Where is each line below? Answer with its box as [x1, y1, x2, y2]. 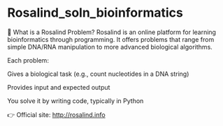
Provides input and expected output [7, 83, 110, 91]
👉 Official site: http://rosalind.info [7, 110, 106, 119]
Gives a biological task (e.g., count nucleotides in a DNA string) [7, 70, 189, 78]
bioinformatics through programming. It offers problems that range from [7, 35, 215, 43]
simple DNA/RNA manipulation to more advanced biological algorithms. [7, 42, 213, 51]
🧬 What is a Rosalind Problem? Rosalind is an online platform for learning [7, 28, 217, 36]
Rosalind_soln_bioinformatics [7, 5, 183, 21]
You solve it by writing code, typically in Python [7, 96, 144, 105]
